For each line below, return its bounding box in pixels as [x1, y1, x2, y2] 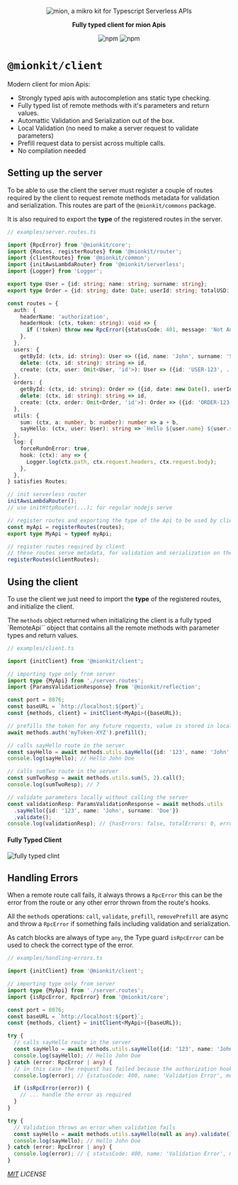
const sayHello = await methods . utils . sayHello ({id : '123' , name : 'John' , [7, 748, 233, 755]
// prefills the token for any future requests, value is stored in [7, 722, 214, 729]
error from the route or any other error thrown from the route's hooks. [7, 898, 210, 907]
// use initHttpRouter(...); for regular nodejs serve [7, 504, 173, 511]
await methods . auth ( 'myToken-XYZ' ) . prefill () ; [7, 728, 147, 736]
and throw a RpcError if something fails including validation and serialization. [7, 919, 231, 928]
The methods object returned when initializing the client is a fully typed [7, 616, 212, 624]
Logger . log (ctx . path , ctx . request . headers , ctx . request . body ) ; [25, 458, 217, 465]
